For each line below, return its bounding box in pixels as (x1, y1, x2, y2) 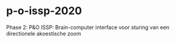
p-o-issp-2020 (6, 4, 82, 18)
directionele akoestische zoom (6, 30, 82, 37)
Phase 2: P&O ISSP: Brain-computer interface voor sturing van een (6, 24, 170, 31)
